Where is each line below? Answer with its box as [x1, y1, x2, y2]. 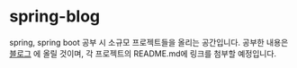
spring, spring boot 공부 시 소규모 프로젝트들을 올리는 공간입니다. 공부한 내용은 [9, 37, 289, 47]
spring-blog [9, 6, 101, 27]
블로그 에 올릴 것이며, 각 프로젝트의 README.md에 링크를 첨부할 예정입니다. [9, 47, 277, 59]
